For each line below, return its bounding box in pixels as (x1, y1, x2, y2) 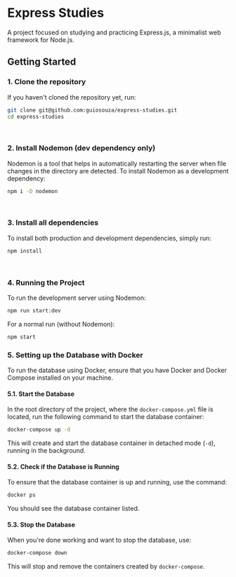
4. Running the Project (7, 277, 85, 287)
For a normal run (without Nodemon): (7, 319, 115, 328)
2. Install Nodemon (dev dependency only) (7, 143, 156, 153)
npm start (7, 333, 37, 340)
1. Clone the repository (7, 77, 86, 87)
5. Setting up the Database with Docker (7, 350, 143, 359)
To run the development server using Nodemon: (7, 293, 146, 303)
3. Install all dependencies (7, 218, 99, 227)
